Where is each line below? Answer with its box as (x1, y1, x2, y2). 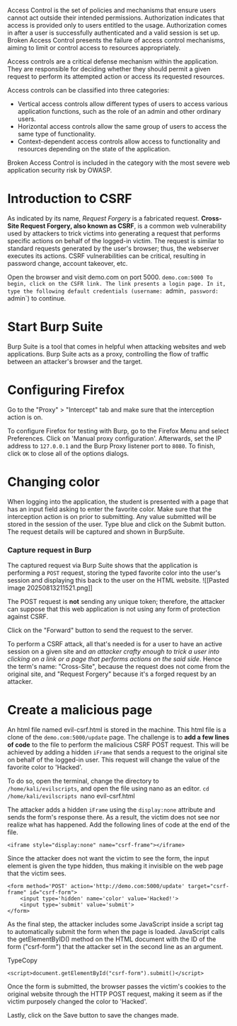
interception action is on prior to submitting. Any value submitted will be (7, 512, 217, 520)
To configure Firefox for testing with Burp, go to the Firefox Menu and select (7, 426, 229, 435)
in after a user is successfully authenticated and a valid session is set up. (7, 28, 221, 37)
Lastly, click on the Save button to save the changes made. (7, 1010, 179, 1019)
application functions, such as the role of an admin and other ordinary (17, 107, 221, 115)
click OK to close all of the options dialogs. (7, 449, 129, 457)
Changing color (7, 474, 100, 490)
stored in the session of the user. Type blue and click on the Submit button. (7, 520, 226, 528)
